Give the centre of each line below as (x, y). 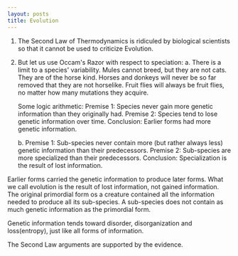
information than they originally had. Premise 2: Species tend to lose (118, 114)
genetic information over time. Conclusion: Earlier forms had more (114, 121)
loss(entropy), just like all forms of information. (76, 230)
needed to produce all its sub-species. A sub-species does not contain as (115, 202)
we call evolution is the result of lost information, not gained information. (113, 186)
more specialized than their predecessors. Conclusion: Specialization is (122, 158)
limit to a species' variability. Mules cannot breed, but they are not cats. (122, 70)
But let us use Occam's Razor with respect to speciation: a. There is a (119, 62)
